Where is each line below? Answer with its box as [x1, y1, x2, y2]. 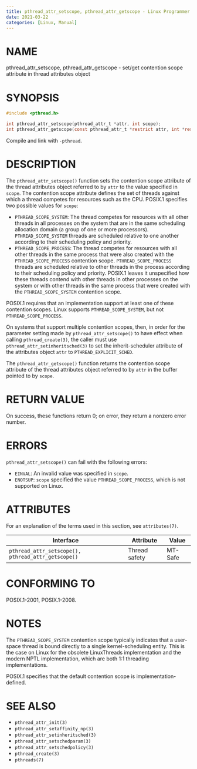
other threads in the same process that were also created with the [14, 251, 174, 258]
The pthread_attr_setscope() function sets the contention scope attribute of [6, 177, 191, 184]
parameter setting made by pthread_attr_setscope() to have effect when [6, 329, 183, 336]
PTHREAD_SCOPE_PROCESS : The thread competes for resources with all [14, 244, 177, 251]
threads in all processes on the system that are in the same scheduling [14, 220, 186, 227]
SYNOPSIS [6, 91, 60, 104]
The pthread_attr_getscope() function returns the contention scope [6, 359, 171, 367]
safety [128, 553, 145, 561]
